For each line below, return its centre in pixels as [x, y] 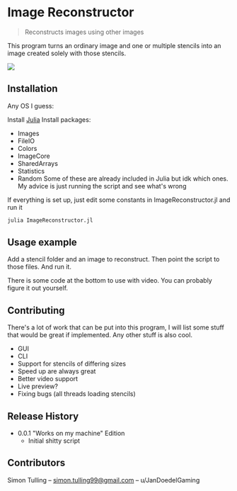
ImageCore [34, 156]
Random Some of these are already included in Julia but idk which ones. [123, 179]
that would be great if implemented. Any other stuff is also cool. [100, 335]
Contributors [36, 463]
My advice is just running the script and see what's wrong [102, 186]
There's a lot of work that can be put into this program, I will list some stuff [116, 327]
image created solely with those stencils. [67, 53]
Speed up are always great [57, 371]
